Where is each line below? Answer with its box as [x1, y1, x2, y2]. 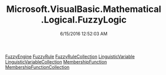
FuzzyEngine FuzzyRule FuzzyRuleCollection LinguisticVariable [5, 53, 135, 59]
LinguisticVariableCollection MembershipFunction [5, 58, 107, 64]
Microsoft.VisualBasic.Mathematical [6, 3, 162, 15]
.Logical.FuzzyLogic [40, 14, 127, 25]
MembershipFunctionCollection [5, 64, 70, 70]
